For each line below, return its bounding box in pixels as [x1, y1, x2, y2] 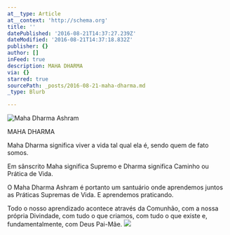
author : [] [7, 50, 39, 57]
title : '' [7, 23, 36, 30]
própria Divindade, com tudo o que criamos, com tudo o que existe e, [7, 212, 208, 220]
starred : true [7, 75, 49, 83]
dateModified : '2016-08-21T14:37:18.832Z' [7, 36, 133, 43]
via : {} [7, 69, 30, 76]
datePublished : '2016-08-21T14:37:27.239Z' [7, 29, 137, 37]
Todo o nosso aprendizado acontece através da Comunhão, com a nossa [7, 204, 219, 213]
